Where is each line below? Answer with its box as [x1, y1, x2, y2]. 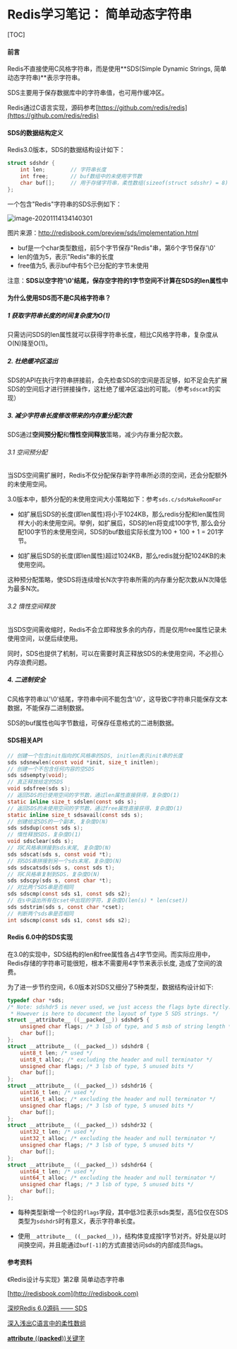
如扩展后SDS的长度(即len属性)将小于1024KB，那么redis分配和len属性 [17, 510, 219, 519]
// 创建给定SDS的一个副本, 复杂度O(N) [7, 818, 109, 825]
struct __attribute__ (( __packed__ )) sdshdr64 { [7, 1161, 153, 1169]
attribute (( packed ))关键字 [7, 1334, 85, 1343]
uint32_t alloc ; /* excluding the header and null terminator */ [20, 1135, 217, 1142]
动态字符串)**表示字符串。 [7, 74, 85, 82]
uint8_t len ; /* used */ [20, 1049, 93, 1057]
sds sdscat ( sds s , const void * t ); [7, 851, 112, 858]
